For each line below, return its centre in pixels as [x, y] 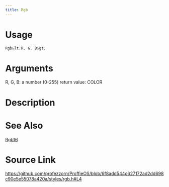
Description [30, 102]
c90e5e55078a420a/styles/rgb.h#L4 [44, 179]
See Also [24, 125]
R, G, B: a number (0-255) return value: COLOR [54, 82]
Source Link [31, 160]
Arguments [29, 68]
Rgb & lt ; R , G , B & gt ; [26, 48]
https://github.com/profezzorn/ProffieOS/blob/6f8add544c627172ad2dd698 [84, 173]
